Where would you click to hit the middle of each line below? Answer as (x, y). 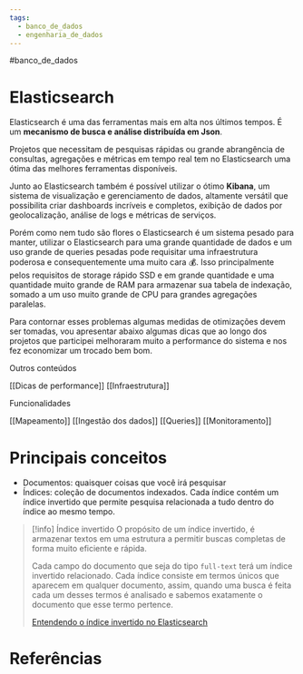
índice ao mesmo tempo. (68, 512)
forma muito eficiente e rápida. (89, 549)
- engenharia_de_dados (60, 34)
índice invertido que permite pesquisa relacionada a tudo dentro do (148, 502)
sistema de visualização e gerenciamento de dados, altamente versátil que (149, 196)
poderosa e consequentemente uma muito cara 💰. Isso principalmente (142, 262)
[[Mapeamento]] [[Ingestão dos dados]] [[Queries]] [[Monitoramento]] (141, 421)
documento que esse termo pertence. (103, 605)
